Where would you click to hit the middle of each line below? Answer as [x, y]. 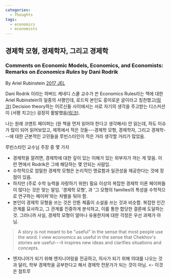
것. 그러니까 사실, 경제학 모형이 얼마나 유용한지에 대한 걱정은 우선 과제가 [84, 215]
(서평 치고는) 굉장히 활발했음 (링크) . [45, 113]
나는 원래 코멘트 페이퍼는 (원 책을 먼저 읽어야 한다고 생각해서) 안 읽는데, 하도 [81, 123]
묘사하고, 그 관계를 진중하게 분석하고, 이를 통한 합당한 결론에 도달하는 [95, 209]
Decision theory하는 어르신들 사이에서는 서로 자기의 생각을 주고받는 [80, 106]
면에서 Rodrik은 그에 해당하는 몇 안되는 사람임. [64, 164]
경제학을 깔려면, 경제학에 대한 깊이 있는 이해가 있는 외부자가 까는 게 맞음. [85, 158]
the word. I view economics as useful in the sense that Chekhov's [87, 237]
